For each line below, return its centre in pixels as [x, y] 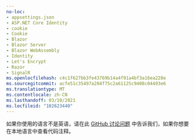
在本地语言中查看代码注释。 [40, 131]
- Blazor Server [26, 45]
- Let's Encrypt [26, 61]
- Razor [16, 67]
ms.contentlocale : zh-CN [37, 95]
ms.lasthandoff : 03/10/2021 [41, 100]
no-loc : [16, 12]
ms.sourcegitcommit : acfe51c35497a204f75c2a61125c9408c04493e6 [86, 84]
